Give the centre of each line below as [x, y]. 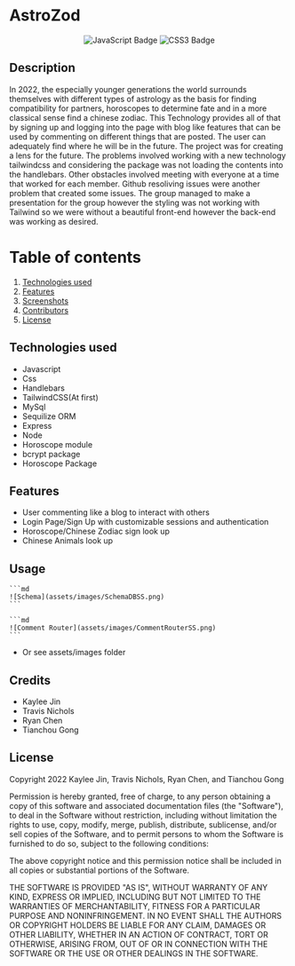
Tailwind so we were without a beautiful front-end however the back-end [143, 212]
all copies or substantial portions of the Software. [99, 870]
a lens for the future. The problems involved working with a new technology [147, 155]
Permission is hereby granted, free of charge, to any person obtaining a [140, 796]
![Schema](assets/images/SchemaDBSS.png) [87, 597]
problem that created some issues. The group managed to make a [130, 193]
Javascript [41, 368]
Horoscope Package [60, 463]
